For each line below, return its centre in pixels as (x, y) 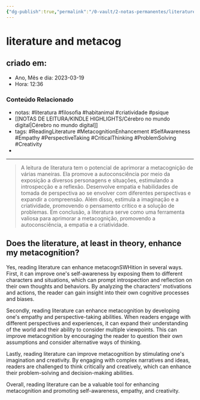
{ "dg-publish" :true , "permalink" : (48, 12)
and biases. (20, 299)
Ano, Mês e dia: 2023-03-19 (49, 78)
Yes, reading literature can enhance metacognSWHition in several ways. (95, 267)
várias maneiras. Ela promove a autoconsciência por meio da (96, 174)
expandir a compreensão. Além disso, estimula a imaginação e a (100, 199)
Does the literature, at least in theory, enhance (94, 243)
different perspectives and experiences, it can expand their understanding (97, 323)
